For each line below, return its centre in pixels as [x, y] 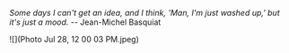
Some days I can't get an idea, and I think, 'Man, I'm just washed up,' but [144, 13]
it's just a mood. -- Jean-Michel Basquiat [85, 22]
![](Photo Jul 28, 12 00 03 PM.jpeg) [74, 39]
